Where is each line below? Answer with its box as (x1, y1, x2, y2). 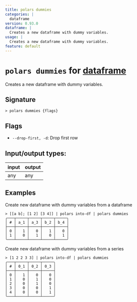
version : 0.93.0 (5, 21, 38, 26)
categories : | (5, 12, 34, 17)
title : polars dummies (5, 7, 52, 12)
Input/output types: (5, 149, 67, 157)
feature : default (5, 44, 41, 49)
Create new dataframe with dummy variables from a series (5, 245, 124, 251)
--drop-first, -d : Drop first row (12, 135, 78, 141)
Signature (5, 95, 36, 104)
